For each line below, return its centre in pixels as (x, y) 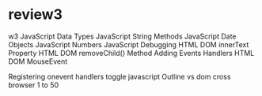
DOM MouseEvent (38, 61)
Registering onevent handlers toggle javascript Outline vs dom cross (120, 76)
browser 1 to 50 (34, 85)
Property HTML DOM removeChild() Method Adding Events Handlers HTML (131, 53)
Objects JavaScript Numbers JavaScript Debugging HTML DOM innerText (129, 44)
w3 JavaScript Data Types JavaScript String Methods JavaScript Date (122, 36)
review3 (36, 15)
